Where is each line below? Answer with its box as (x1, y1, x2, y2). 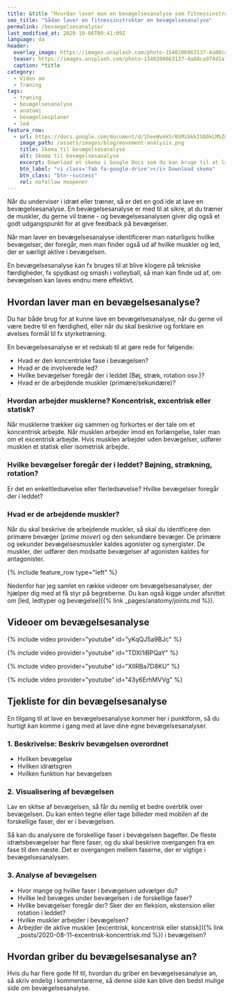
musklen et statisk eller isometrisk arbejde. (7, 442, 130, 451)
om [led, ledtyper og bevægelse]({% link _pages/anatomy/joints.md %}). (7, 596, 215, 605)
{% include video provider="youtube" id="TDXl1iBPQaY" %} (7, 648, 179, 657)
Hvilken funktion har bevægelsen (17, 769, 112, 778)
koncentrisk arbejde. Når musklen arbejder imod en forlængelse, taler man (7, 428, 221, 436)
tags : (7, 88, 23, 95)
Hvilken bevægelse (17, 755, 73, 762)
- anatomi (13, 107, 42, 114)
